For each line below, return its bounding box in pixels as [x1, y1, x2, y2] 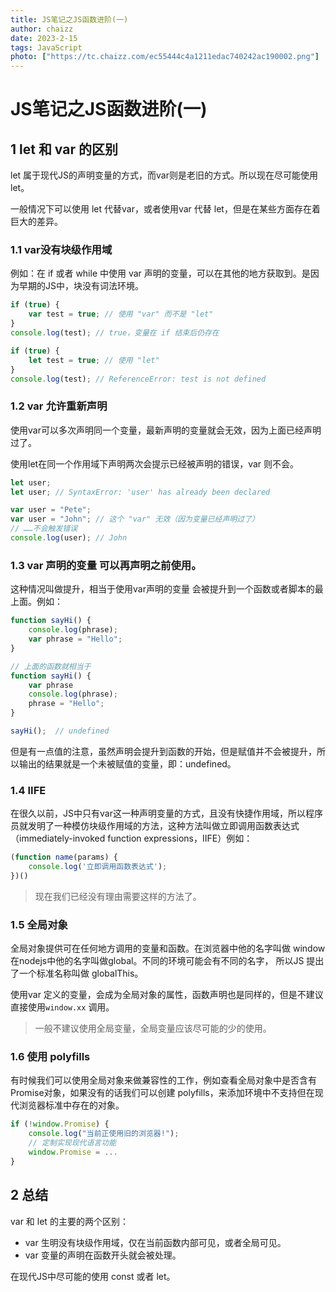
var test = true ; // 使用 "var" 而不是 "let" [28, 309, 214, 320]
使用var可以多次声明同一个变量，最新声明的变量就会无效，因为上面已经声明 [10, 424, 322, 436]
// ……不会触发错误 [10, 524, 78, 534]
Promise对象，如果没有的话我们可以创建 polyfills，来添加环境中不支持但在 [10, 1087, 315, 1099]
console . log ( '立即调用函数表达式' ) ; [28, 862, 168, 872]
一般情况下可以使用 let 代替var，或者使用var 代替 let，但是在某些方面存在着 [10, 203, 321, 215]
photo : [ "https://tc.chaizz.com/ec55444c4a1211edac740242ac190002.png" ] [10, 52, 320, 62]
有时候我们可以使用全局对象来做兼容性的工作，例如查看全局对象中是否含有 [10, 1074, 317, 1086]
